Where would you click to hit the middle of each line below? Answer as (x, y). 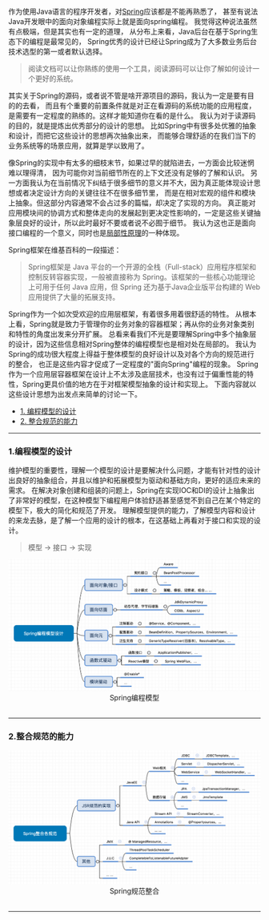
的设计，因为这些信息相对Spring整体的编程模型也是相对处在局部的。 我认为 (132, 344)
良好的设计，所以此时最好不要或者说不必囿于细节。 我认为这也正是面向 (139, 223)
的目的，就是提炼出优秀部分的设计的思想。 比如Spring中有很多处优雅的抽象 (132, 125)
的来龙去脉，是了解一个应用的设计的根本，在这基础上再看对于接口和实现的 (131, 521)
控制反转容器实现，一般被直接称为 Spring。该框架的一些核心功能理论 (141, 277)
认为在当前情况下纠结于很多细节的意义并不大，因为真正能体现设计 (145, 183)
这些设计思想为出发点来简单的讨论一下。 (75, 394)
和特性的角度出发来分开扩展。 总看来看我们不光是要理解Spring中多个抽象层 (132, 334)
